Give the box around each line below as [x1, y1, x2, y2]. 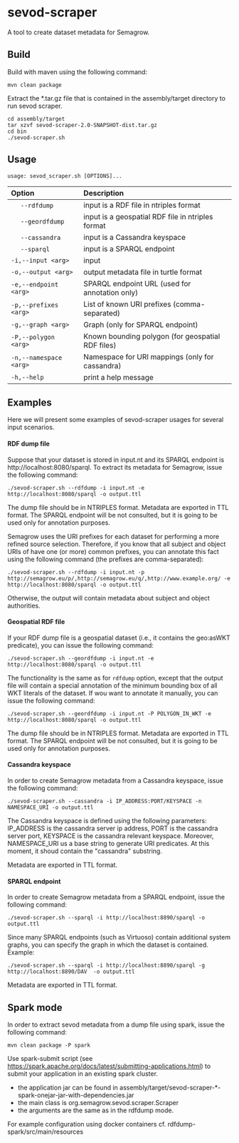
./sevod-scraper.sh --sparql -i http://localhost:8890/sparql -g [7, 962, 205, 970]
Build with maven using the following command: [7, 67, 148, 76]
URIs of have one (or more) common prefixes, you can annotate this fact [7, 547, 219, 555]
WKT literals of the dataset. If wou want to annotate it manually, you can [7, 688, 218, 697]
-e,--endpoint [11, 280, 59, 288]
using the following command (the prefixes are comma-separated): [7, 555, 204, 563]
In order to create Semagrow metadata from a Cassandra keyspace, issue [7, 776, 224, 785]
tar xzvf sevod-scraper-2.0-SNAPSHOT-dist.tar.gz [7, 121, 158, 129]
